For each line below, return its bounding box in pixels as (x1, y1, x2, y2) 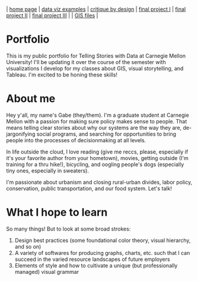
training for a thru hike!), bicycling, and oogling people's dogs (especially (6, 161, 184, 168)
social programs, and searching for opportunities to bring (36, 130, 177, 138)
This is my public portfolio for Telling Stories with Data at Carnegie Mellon (6, 52, 186, 59)
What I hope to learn (6, 206, 108, 219)
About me (6, 92, 56, 106)
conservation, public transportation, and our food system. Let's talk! (6, 184, 172, 192)
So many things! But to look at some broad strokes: (6, 225, 131, 232)
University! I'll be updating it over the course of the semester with (6, 58, 166, 65)
